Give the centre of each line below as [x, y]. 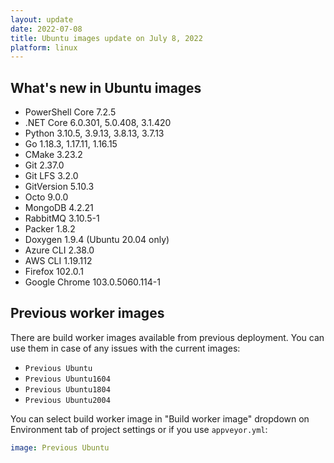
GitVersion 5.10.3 [59, 187]
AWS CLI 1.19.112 [58, 261]
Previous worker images [87, 313]
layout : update [42, 19]
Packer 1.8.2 [50, 229]
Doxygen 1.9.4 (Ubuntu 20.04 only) [97, 240]
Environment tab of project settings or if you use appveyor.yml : [139, 429]
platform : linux [44, 47]
